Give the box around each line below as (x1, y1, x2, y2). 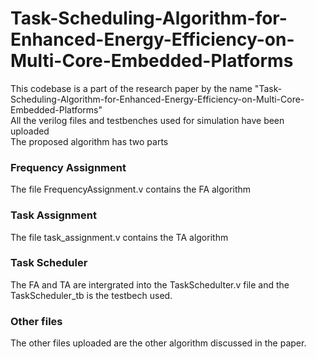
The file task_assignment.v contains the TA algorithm (10, 231, 229, 243)
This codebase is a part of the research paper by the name (10, 82, 253, 94)
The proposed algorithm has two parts (10, 135, 169, 147)
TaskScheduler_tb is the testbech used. (10, 289, 173, 301)
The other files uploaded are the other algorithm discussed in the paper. (10, 337, 307, 349)
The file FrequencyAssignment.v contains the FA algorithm (10, 183, 252, 196)
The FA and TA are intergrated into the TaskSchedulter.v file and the (10, 278, 290, 291)
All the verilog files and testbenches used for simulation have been (10, 114, 285, 126)
